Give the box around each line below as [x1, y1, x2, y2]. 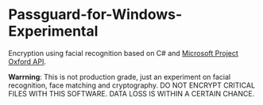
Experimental [8, 22, 99, 40]
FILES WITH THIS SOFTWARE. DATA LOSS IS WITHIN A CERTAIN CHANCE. [8, 88, 255, 98]
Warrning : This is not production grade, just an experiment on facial [8, 72, 231, 81]
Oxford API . [8, 57, 46, 66]
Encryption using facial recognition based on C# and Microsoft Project [8, 48, 238, 58]
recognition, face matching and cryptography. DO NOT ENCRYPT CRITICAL [8, 81, 256, 90]
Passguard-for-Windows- [8, 6, 183, 24]
